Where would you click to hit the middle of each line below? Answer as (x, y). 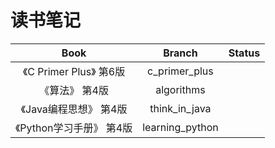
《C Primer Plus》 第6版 (74, 71)
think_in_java (180, 108)
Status (244, 53)
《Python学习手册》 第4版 (74, 128)
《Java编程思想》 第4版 (74, 109)
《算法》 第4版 (74, 90)
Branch (180, 53)
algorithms (180, 89)
